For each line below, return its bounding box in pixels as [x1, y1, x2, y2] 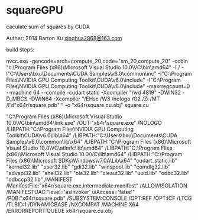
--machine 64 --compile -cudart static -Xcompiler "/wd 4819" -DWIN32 [6, 89, 181, 96]
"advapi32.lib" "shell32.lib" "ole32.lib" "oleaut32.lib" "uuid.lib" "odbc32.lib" [6, 169, 190, 176]
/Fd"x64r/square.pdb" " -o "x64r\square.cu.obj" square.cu [6, 101, 149, 108]
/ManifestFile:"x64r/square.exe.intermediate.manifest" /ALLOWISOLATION [6, 182, 187, 189]
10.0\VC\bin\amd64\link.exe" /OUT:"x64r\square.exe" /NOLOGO [6, 119, 163, 126]
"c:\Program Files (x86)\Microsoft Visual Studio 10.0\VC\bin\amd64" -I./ [6, 63, 180, 71]
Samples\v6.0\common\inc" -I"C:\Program [89, 70, 192, 77]
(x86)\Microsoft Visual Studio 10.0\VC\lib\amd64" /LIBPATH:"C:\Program [6, 150, 183, 157]
